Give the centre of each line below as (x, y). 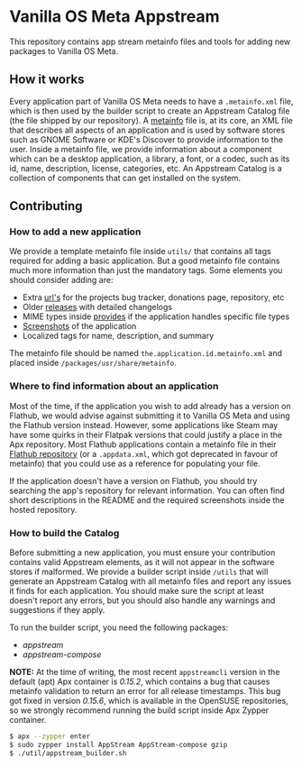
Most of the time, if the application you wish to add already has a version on (150, 406)
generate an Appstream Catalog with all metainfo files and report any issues (150, 581)
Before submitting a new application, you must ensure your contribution (142, 552)
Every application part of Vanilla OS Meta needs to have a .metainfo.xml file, (151, 101)
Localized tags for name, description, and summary (118, 336)
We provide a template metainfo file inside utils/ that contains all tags (141, 251)
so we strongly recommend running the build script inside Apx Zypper (139, 710)
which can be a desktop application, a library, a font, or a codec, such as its (150, 159)
